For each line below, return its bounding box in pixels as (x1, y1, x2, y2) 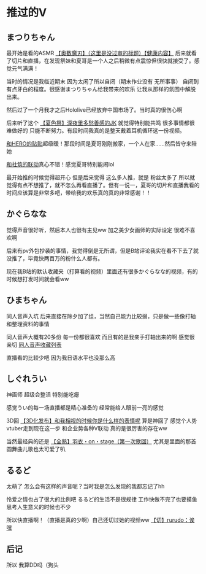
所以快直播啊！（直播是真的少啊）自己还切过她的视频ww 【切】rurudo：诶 (6, 516, 195, 524)
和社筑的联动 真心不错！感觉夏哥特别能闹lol (6, 161, 115, 168)
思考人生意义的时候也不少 (6, 503, 71, 511)
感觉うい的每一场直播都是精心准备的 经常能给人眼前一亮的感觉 (6, 404, 164, 411)
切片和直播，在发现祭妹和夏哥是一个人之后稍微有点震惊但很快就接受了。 (11, 57, 194, 64)
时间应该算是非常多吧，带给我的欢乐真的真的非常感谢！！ (6, 189, 151, 196)
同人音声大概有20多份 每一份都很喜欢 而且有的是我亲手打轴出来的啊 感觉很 (6, 333, 195, 341)
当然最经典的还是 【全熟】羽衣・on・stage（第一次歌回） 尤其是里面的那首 (6, 438, 197, 445)
